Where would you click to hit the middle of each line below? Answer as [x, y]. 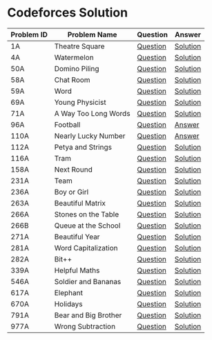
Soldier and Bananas [88, 281]
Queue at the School [87, 226]
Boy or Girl [71, 192]
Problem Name [92, 34]
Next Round [74, 169]
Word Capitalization [86, 248]
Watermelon [74, 57]
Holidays [68, 303]
